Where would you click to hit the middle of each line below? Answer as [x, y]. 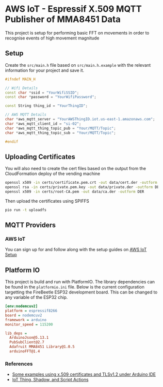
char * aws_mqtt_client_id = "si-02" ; [43, 124]
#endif [12, 142]
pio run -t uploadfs [26, 210]
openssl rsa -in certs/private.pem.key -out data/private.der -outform [79, 187]
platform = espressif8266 [31, 311]
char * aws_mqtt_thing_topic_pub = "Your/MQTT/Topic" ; [61, 128]
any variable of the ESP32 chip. [36, 297]
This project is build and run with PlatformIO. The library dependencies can [80, 282]
